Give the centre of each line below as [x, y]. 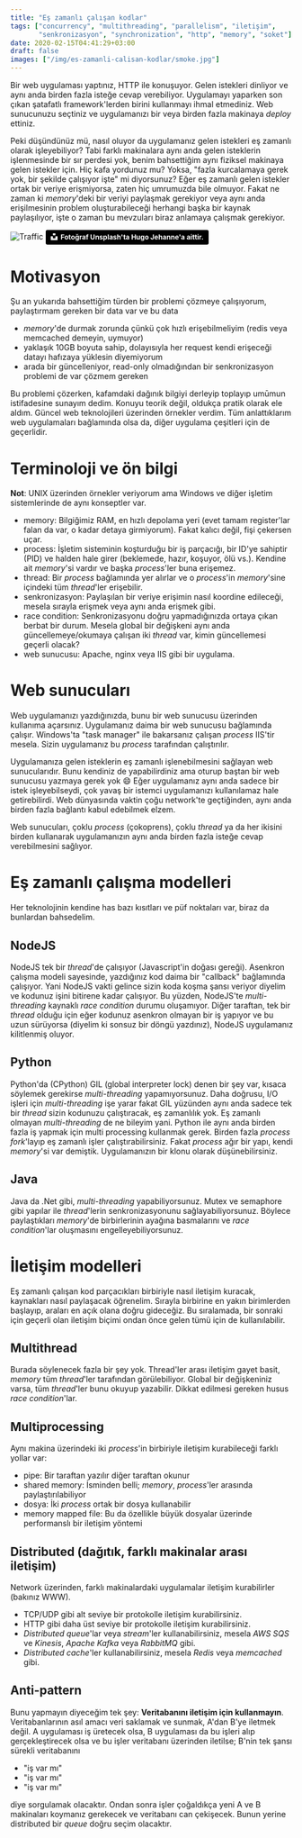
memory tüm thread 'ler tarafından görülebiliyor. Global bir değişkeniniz [141, 1380]
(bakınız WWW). [40, 1597]
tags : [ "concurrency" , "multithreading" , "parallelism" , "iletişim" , [143, 26]
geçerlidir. [29, 432]
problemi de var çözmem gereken [86, 376]
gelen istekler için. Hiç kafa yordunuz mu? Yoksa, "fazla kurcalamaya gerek [149, 169]
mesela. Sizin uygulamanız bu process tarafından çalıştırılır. [120, 745]
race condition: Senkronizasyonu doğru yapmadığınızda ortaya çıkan [150, 616]
